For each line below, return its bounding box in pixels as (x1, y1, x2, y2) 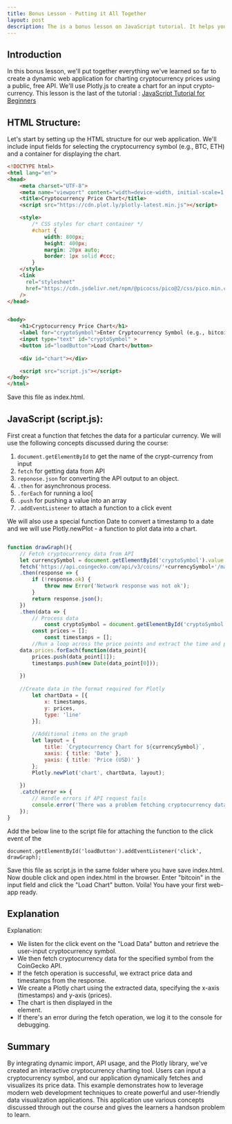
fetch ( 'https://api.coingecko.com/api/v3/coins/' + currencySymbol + (19, 563, 215, 570)
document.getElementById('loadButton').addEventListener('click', (7, 848, 202, 855)
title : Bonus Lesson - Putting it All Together (7, 10, 147, 17)
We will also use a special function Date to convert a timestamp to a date (7, 517, 214, 525)
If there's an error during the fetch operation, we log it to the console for (17, 1013, 223, 1022)
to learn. (7, 1111, 31, 1119)
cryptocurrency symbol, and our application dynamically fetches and (7, 1074, 204, 1082)
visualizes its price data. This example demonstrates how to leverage (7, 1081, 204, 1089)
